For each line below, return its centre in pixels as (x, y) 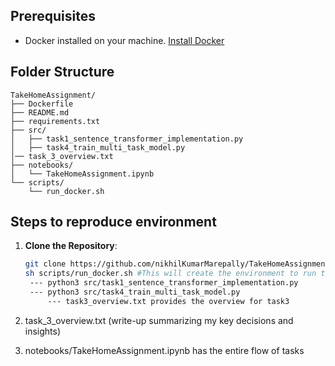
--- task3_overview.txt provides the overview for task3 (168, 301)
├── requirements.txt (55, 121)
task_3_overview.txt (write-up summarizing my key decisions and (159, 320)
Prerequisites (53, 16)
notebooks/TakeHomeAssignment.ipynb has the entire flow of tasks (164, 350)
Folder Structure (62, 72)
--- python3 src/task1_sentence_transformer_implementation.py (164, 283)
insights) (43, 331)
